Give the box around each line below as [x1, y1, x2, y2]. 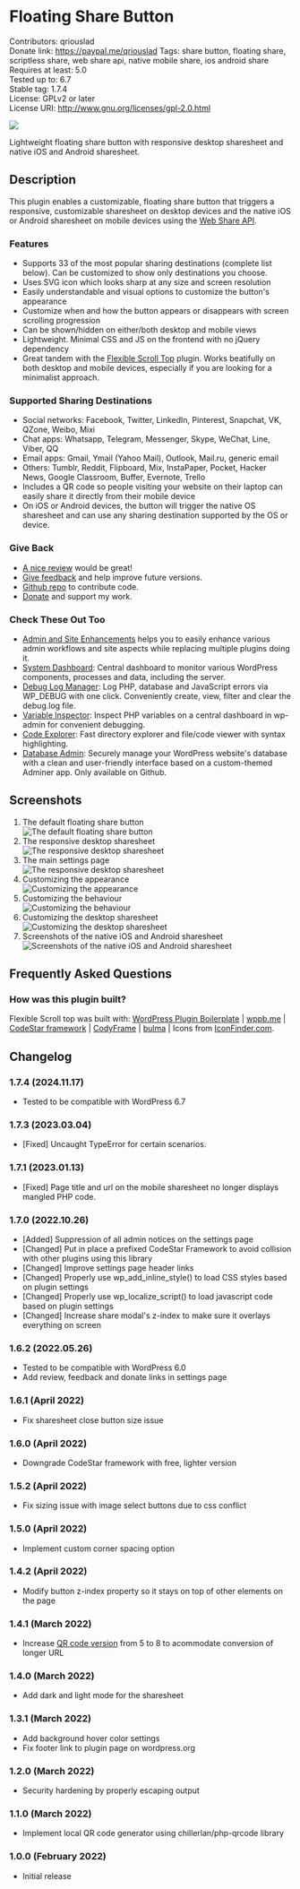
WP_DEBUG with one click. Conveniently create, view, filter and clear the [21, 690, 291, 701]
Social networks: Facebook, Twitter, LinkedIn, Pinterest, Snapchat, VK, [21, 415, 282, 426]
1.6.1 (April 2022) [9, 1394, 85, 1407]
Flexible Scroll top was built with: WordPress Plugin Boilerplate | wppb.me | [9, 1014, 287, 1024]
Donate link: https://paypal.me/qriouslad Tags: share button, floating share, [9, 45, 287, 56]
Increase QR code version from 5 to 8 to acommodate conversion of [21, 1638, 274, 1649]
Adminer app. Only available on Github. [21, 766, 167, 777]
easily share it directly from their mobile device [21, 491, 196, 502]
